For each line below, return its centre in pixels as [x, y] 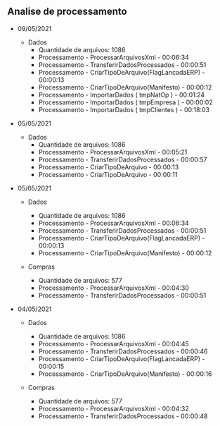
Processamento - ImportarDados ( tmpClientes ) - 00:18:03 [124, 109]
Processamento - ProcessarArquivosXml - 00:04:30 [114, 288]
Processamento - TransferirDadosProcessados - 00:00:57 [123, 159]
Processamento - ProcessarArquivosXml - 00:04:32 [114, 408]
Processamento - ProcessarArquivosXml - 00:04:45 [114, 343]
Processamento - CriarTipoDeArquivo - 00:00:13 [109, 167]
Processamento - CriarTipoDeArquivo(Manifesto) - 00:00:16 [125, 374]
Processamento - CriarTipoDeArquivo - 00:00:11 [108, 174]
